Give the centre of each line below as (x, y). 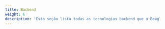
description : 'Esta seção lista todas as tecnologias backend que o (77, 19)
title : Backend (21, 10)
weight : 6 (15, 14)
